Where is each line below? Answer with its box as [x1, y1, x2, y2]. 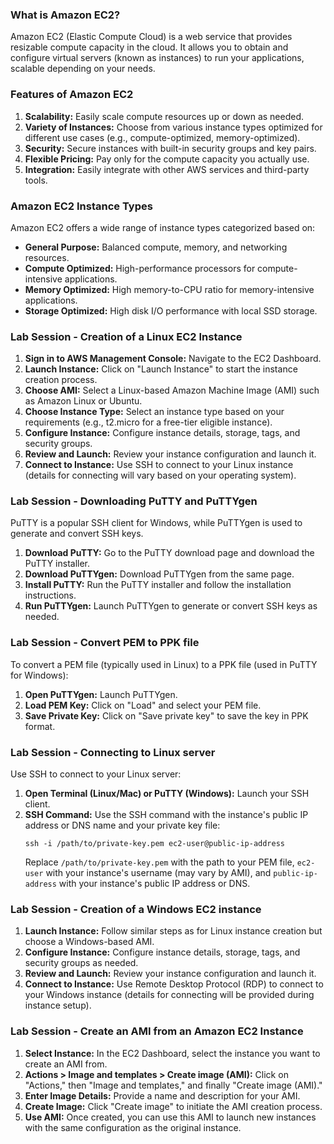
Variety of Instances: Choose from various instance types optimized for [24, 121, 323, 133]
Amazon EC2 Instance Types [10, 199, 153, 213]
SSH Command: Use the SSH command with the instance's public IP [24, 809, 309, 821]
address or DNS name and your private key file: [24, 819, 221, 832]
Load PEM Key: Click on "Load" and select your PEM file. [24, 699, 262, 711]
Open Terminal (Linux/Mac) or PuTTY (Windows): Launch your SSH [24, 788, 310, 800]
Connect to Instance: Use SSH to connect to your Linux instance [24, 459, 294, 471]
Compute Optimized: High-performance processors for [24, 262, 256, 274]
